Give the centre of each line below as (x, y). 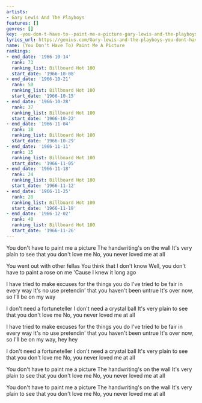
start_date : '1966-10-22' (44, 118)
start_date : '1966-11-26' (44, 230)
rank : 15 (23, 152)
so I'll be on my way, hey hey (42, 339)
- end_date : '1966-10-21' (38, 79)
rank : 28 (23, 197)
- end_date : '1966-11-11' (38, 146)
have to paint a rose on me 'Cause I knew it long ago (71, 272)
